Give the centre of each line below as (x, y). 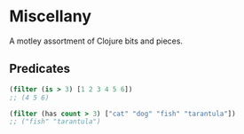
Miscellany (50, 16)
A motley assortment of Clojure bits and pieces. (96, 41)
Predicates (40, 69)
